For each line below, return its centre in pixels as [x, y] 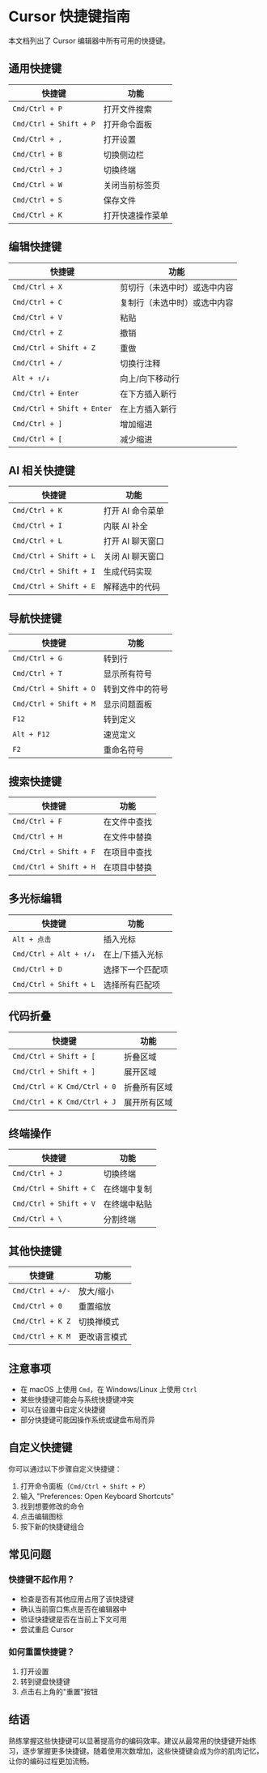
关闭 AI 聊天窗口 [133, 557]
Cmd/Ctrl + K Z [42, 1321]
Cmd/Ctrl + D [38, 969]
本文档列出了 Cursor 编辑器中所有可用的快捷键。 [89, 41]
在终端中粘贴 [127, 1204]
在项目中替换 [127, 867]
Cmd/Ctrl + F [38, 821]
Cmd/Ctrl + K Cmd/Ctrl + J [64, 1102]
